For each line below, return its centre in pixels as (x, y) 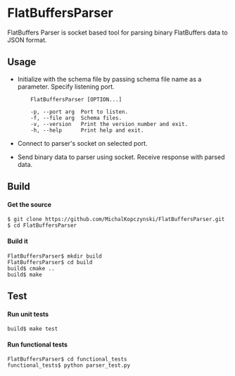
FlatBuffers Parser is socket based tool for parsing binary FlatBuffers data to (118, 32)
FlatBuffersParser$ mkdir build (55, 256)
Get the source (29, 204)
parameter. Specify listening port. (66, 87)
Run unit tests (28, 314)
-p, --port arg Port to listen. (80, 112)
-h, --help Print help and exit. (87, 130)
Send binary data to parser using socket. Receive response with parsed (121, 157)
